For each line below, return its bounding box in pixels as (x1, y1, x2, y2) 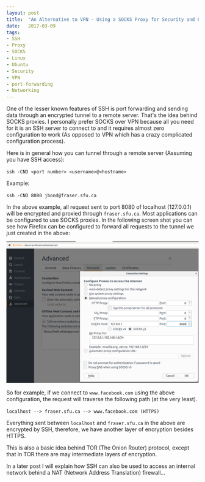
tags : (6, 29, 20, 36)
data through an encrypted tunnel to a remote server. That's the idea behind (6, 111, 198, 119)
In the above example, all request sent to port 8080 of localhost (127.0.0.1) (6, 203, 192, 211)
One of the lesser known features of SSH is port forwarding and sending (6, 105, 188, 113)
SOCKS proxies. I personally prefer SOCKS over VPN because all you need (6, 118, 194, 126)
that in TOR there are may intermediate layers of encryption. (6, 451, 157, 458)
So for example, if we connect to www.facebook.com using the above (6, 389, 175, 396)
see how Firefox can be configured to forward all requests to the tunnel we (6, 223, 194, 230)
